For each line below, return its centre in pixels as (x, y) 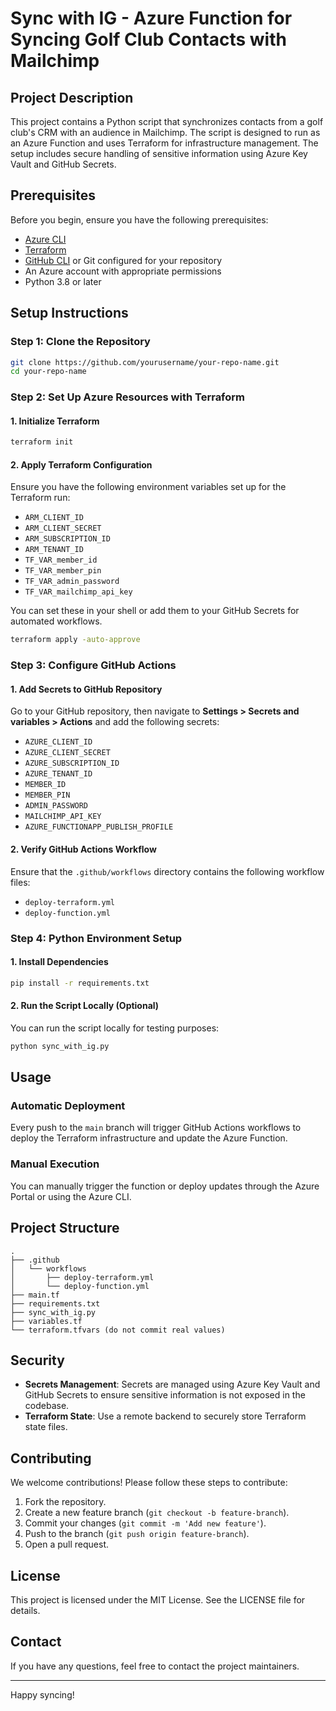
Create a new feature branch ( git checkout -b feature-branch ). (157, 1513)
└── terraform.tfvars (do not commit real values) (118, 1330)
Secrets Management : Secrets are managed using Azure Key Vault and (172, 1384)
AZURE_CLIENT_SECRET (67, 753)
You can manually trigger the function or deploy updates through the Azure (165, 1186)
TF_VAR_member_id (61, 560)
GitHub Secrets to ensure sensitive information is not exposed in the (165, 1395)
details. (25, 1610)
